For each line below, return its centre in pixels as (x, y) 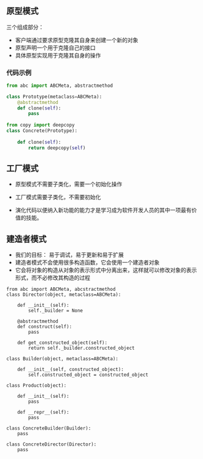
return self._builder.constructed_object (82, 348)
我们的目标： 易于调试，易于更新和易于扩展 (69, 255)
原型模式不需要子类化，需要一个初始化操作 (69, 184)
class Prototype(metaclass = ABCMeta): (54, 97)
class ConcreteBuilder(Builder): (49, 428)
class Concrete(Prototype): (42, 131)
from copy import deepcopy (41, 125)
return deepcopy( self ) (57, 148)
